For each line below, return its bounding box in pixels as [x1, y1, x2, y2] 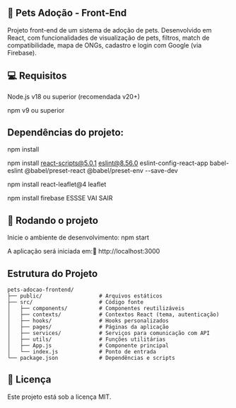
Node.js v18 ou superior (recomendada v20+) [7, 92, 140, 101]
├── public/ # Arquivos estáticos [7, 293, 163, 300]
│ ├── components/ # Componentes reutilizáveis [7, 305, 185, 312]
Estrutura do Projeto [7, 267, 98, 280]
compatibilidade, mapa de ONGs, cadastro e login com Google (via [7, 40, 202, 50]
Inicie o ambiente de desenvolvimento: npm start [7, 233, 150, 242]
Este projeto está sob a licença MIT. [7, 392, 112, 401]
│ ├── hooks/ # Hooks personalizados [7, 317, 170, 324]
